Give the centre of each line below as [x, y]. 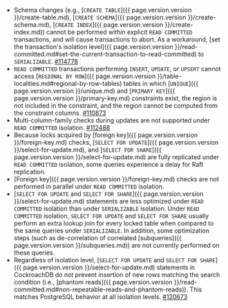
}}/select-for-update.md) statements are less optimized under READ [108, 201]
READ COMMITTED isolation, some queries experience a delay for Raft [108, 164]
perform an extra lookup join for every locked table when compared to [114, 223]
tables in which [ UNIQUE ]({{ [161, 83]
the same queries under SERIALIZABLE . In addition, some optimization [111, 230]
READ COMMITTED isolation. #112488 [62, 128]
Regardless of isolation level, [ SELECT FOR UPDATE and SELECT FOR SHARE [114, 260]
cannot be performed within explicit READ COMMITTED [119, 32]
